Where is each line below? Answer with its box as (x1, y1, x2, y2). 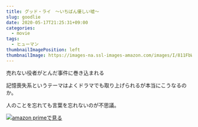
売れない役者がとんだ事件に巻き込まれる (6, 69, 104, 76)
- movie (11, 31, 31, 36)
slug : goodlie (6, 14, 41, 20)
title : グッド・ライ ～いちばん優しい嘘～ (6, 8, 100, 15)
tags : (6, 36, 19, 42)
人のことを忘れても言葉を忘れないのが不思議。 (6, 101, 120, 109)
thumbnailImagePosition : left (6, 47, 81, 53)
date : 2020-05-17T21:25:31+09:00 (6, 19, 88, 25)
